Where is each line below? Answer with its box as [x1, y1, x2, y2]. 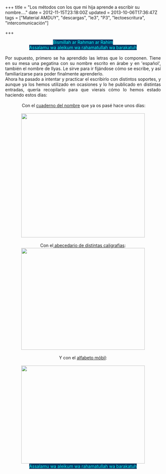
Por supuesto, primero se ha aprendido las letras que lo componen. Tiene [5, 55, 161, 61]
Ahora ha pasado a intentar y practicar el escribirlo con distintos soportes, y [5, 76, 161, 82]
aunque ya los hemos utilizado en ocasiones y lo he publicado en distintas [5, 81, 161, 87]
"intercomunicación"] [5, 20, 49, 26]
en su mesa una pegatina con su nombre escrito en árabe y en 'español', [5, 61, 161, 66]
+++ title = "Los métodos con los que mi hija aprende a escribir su [5, 4, 140, 10]
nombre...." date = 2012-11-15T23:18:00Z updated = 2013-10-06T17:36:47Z [5, 9, 158, 15]
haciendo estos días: [5, 92, 47, 98]
